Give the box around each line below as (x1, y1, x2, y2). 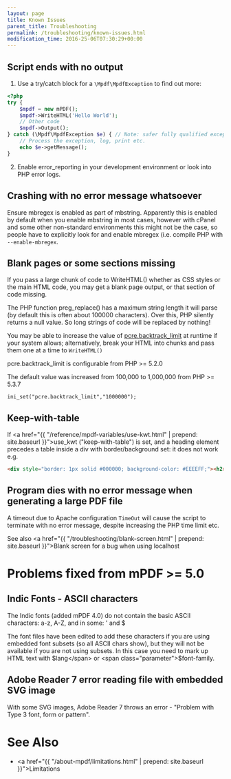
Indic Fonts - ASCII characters (7, 593, 139, 605)
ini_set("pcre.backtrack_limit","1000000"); (7, 394, 137, 401)
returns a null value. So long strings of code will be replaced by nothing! (7, 318, 211, 327)
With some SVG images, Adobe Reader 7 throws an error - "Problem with (7, 703, 214, 711)
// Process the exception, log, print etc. (19, 138, 146, 145)
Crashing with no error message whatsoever (7, 190, 202, 202)
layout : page (7, 10, 45, 17)
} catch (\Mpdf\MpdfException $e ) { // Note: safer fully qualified (7, 131, 208, 138)
